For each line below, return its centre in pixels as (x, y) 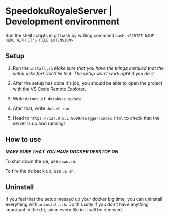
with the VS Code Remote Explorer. (49, 89)
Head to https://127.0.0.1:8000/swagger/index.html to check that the (86, 118)
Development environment (62, 21)
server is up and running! (39, 123)
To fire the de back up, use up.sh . (40, 171)
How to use (23, 139)
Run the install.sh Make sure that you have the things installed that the (88, 68)
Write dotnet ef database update (47, 98)
